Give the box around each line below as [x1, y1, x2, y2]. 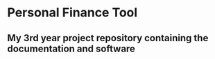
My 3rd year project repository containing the [7, 32, 209, 44]
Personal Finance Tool [7, 5, 138, 21]
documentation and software [7, 43, 135, 54]
